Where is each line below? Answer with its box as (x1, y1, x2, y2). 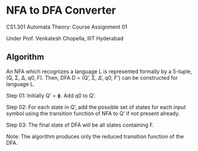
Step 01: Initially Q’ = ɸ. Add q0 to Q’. (6, 92, 96, 99)
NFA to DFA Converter (6, 4, 117, 17)
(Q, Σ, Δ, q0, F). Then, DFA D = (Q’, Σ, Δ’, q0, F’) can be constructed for (6, 74, 178, 81)
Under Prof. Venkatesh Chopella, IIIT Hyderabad (6, 34, 124, 42)
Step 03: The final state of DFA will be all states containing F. (6, 121, 155, 128)
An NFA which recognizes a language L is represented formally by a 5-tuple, (6, 68, 193, 75)
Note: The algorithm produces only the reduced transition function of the (6, 133, 184, 140)
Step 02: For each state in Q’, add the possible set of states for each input (6, 103, 186, 111)
